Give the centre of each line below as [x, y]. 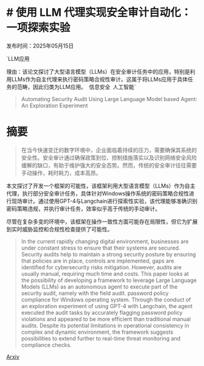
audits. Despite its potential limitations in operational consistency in [105, 325]
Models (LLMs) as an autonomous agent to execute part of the [99, 286]
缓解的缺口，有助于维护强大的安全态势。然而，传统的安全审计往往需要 [109, 165]
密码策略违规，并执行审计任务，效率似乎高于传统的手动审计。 [83, 208]
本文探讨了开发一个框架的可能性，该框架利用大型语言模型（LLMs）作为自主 [101, 186]
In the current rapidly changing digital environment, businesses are [105, 241]
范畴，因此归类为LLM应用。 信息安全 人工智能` [76, 86]
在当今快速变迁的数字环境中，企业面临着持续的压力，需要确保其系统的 [109, 150]
